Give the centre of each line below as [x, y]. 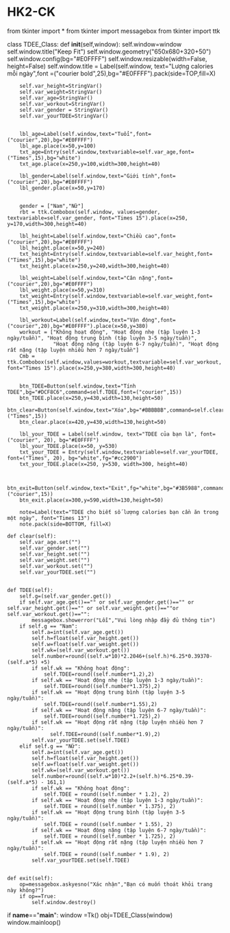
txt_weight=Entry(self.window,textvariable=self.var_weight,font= [116, 296]
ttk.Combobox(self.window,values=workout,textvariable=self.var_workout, [115, 362]
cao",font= [160, 236]
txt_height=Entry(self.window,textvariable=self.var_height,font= [116, 254]
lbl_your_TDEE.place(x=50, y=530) [68, 446]
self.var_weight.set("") [55, 560]
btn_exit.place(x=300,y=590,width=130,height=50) [92, 500]
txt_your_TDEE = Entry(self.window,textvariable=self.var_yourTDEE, [119, 452]
